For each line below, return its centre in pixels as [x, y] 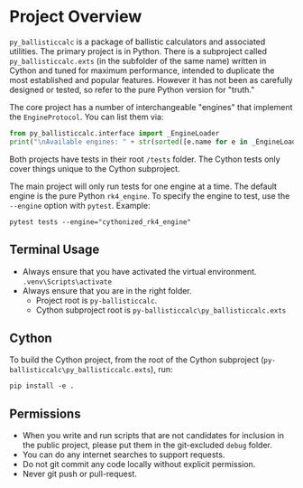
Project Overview [76, 17]
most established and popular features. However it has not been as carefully [151, 80]
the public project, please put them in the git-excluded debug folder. [147, 446]
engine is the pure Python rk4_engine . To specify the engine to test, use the [150, 195]
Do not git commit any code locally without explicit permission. [139, 465]
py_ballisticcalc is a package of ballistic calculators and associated [138, 42]
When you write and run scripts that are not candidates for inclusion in [153, 436]
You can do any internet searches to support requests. [124, 455]
